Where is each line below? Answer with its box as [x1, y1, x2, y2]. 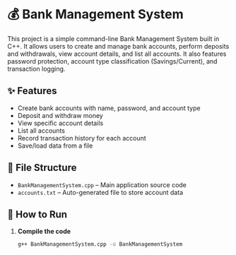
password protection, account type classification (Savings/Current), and [7, 57, 218, 65]
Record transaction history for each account [17, 134, 146, 142]
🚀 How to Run [7, 208, 68, 220]
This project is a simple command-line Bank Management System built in [7, 34, 220, 43]
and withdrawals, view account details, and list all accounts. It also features [7, 49, 227, 58]
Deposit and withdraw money [17, 111, 104, 119]
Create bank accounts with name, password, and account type [17, 104, 201, 112]
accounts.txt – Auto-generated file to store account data [17, 188, 184, 196]
